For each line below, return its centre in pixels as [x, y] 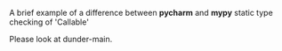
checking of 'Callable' [49, 22]
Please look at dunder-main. [61, 39]
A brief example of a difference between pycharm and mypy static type [141, 13]
